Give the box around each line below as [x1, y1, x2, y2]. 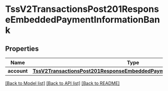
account [7, 68, 28, 74]
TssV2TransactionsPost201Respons [5, 3, 159, 15]
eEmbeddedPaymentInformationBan [5, 14, 160, 25]
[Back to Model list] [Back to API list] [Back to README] [5, 81, 120, 86]
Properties [5, 44, 39, 53]
